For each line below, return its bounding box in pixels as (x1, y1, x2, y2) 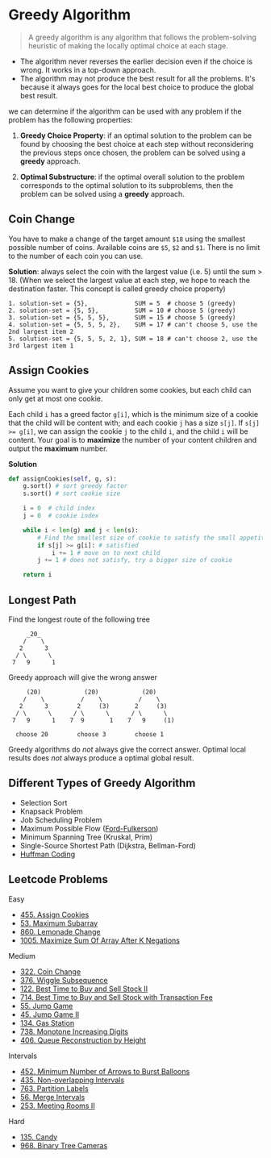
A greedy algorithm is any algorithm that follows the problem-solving (27, 32, 256, 42)
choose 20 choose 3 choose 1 (15, 731, 164, 739)
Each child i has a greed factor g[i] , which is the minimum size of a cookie (8, 409, 259, 419)
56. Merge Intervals (19, 1092, 85, 1102)
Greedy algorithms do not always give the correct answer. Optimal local (8, 744, 246, 754)
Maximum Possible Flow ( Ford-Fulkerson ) (19, 823, 159, 833)
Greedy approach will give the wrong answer (8, 673, 157, 682)
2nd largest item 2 (8, 327, 74, 335)
